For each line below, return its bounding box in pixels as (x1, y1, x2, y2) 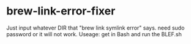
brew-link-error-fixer (6, 4, 116, 18)
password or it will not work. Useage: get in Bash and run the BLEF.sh (6, 30, 182, 37)
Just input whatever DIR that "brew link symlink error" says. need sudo (6, 24, 185, 31)
